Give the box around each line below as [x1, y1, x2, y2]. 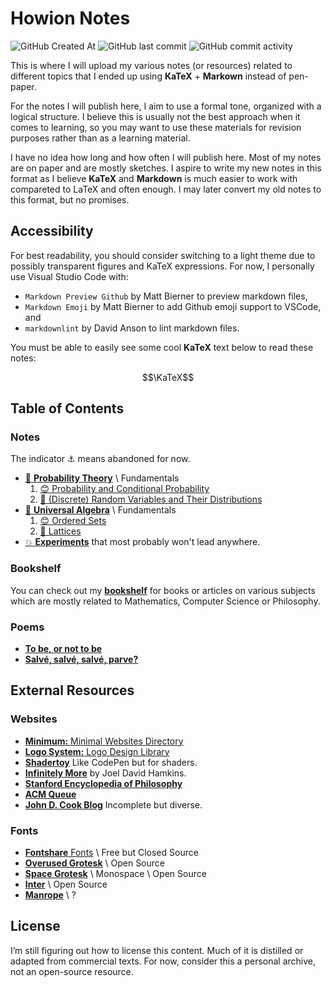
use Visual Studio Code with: [10, 270, 129, 282]
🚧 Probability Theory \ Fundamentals [24, 472, 180, 484]
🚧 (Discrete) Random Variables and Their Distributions [39, 493, 263, 506]
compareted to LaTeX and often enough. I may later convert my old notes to [10, 183, 322, 195]
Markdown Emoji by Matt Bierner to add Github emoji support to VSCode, [24, 300, 322, 312]
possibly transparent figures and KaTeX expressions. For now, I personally [10, 260, 315, 272]
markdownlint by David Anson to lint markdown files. [24, 322, 240, 334]
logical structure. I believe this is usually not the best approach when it [10, 110, 301, 122]
